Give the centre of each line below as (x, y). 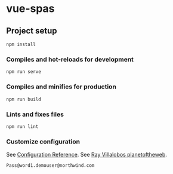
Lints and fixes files (35, 114)
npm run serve (24, 72)
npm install (21, 44)
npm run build (24, 99)
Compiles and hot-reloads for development (70, 59)
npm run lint (22, 126)
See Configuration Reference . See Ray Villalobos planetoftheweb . (86, 155)
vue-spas (30, 9)
